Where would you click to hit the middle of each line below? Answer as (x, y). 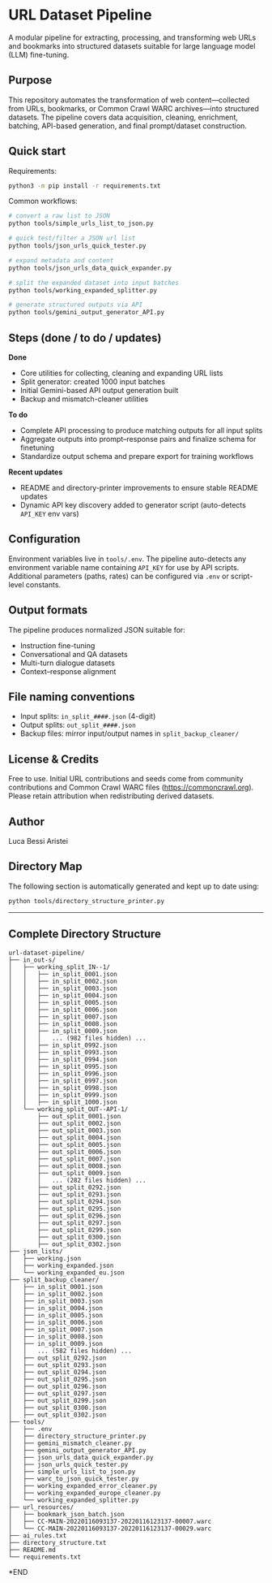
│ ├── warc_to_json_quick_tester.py (74, 1479)
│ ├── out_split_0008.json (65, 1166)
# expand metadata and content (61, 260)
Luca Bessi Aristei (38, 841)
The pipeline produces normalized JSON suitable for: (97, 629)
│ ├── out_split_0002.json (65, 1123)
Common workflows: (43, 201)
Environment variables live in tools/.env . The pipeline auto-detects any (127, 559)
